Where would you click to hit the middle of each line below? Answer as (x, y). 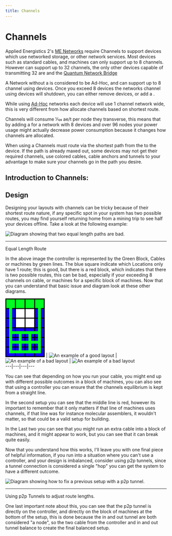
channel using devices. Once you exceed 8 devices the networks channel (83, 88)
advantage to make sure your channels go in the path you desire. (74, 162)
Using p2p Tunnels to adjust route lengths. (50, 496)
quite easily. (18, 440)
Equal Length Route (26, 248)
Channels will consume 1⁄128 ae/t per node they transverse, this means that (83, 119)
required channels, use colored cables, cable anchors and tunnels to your (83, 156)
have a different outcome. (33, 471)
